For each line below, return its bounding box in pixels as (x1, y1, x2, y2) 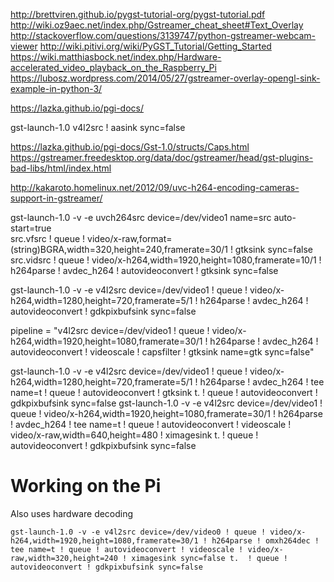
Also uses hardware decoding (10, 507, 134, 519)
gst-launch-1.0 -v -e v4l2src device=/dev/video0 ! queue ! (10, 527, 267, 537)
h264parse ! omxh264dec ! (211, 535, 320, 546)
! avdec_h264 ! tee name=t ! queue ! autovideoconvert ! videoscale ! (10, 419, 292, 430)
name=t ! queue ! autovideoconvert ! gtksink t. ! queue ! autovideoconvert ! (10, 387, 318, 398)
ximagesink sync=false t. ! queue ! (131, 553, 288, 563)
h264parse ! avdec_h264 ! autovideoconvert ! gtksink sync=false (10, 265, 279, 276)
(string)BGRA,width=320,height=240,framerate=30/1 (10, 244, 228, 255)
